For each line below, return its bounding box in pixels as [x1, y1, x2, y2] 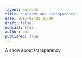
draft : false [5, 20, 32, 26]
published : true [5, 34, 38, 39]
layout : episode [5, 7, 38, 12]
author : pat [5, 29, 29, 34]
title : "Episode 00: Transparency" [5, 12, 78, 16]
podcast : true [5, 25, 34, 30]
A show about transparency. [5, 47, 62, 53]
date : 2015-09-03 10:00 [5, 16, 54, 21]
